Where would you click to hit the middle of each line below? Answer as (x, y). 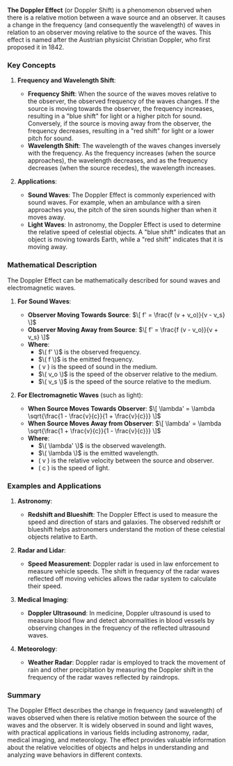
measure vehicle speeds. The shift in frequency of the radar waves (123, 571)
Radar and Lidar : (41, 550)
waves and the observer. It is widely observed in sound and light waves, (110, 726)
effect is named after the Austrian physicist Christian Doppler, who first (109, 40)
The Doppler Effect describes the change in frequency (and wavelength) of (115, 710)
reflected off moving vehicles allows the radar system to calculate (122, 578)
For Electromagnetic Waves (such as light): (80, 395)
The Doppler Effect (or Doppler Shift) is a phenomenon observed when (110, 10)
